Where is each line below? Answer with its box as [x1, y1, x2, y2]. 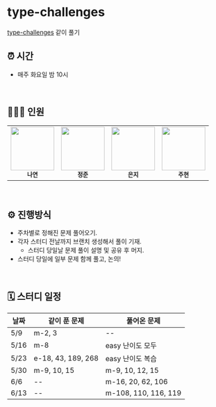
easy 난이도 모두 [105, 341, 158, 351]
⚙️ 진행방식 [7, 209, 52, 221]
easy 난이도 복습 [105, 354, 158, 364]
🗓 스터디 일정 [7, 290, 61, 303]
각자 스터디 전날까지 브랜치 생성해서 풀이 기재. [17, 237, 142, 246]
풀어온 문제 [126, 316, 161, 326]
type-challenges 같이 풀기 [7, 28, 80, 36]
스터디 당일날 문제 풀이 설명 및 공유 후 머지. [27, 246, 144, 255]
